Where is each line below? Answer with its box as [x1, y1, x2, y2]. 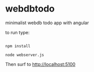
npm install [5, 43, 30, 48]
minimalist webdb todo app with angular [5, 20, 89, 26]
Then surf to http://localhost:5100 [5, 61, 76, 67]
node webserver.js [5, 52, 44, 57]
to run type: [5, 29, 30, 35]
